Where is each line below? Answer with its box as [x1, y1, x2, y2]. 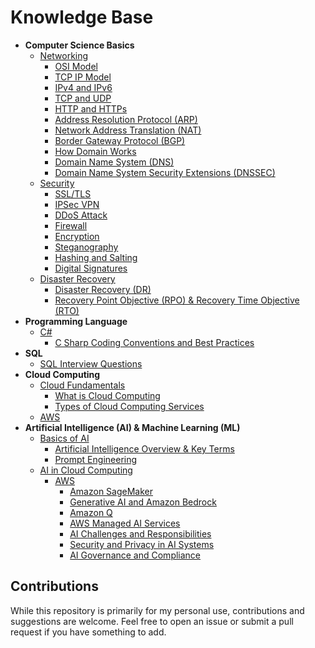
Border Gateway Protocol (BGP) [54, 134, 186, 146]
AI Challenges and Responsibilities [69, 527, 212, 540]
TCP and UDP [54, 92, 112, 104]
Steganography [54, 241, 119, 253]
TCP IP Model [54, 71, 112, 83]
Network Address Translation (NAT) [54, 124, 202, 136]
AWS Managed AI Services [69, 517, 181, 529]
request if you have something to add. [10, 626, 167, 638]
